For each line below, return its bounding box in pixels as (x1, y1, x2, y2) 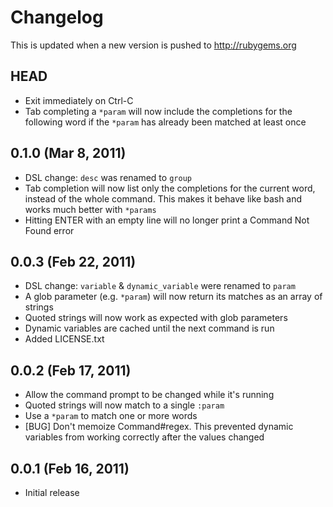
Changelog (10, 6, 104, 29)
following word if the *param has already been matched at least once (24, 116, 307, 128)
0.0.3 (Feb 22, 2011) (10, 253, 137, 270)
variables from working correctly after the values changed (24, 431, 265, 443)
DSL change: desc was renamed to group (24, 171, 192, 183)
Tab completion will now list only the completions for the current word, (24, 182, 316, 194)
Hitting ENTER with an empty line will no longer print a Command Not (24, 214, 310, 226)
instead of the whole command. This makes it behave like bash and (24, 192, 303, 205)
